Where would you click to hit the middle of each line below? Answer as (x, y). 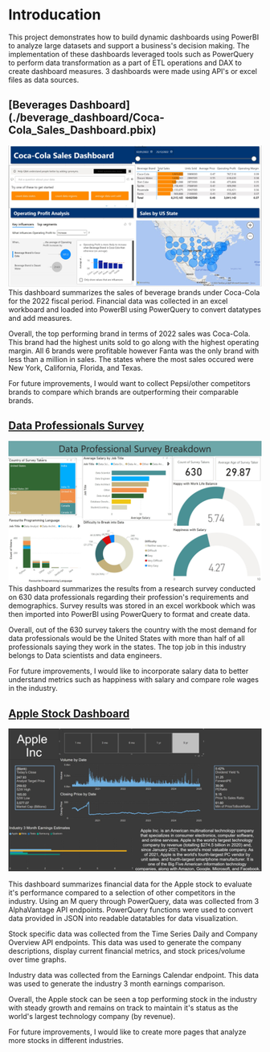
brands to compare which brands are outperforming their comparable (123, 392)
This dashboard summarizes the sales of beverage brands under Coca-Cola (134, 292)
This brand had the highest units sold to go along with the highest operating (134, 342)
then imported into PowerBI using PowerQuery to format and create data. (129, 614)
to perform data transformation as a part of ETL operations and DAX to (125, 63)
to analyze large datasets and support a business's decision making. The (129, 45)
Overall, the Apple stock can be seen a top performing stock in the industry (133, 1000)
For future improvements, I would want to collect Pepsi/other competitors (129, 383)
